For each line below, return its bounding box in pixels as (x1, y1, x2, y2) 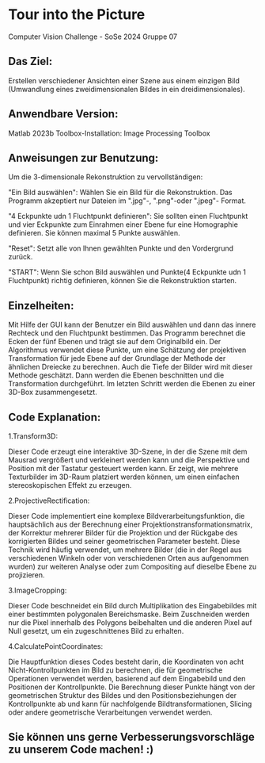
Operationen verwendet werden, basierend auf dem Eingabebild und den (8, 674, 246, 683)
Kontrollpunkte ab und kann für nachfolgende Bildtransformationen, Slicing (8, 700, 252, 708)
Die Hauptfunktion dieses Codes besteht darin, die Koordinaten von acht (8, 657, 244, 666)
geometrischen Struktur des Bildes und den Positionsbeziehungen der (8, 691, 237, 700)
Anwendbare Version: (8, 107, 119, 121)
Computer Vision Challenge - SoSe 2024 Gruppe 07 (8, 32, 178, 41)
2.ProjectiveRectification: (8, 496, 90, 505)
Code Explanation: (8, 410, 101, 424)
